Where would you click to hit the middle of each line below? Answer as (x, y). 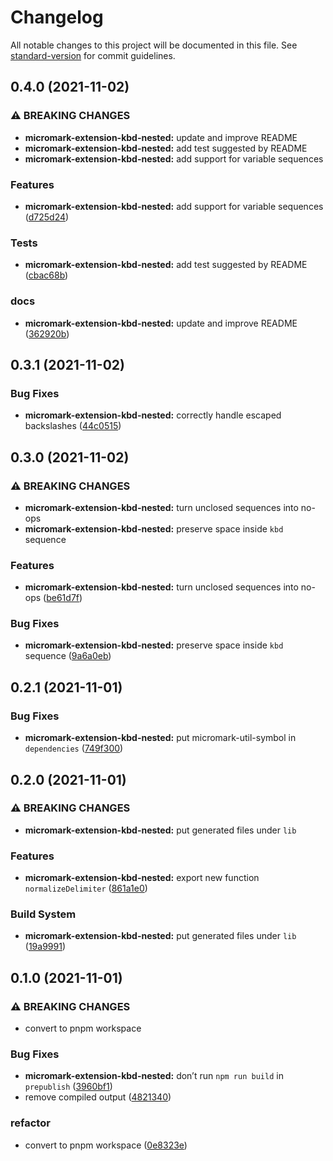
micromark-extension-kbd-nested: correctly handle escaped (153, 415)
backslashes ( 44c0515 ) (73, 426)
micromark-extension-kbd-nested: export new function (142, 878)
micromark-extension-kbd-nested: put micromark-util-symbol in (160, 738)
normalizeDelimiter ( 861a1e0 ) (86, 888)
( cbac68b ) (46, 275)
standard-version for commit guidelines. (93, 55)
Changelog (57, 17)
